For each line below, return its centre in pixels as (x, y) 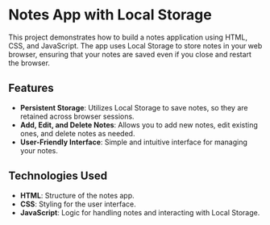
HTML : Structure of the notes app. (77, 195)
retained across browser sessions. (77, 116)
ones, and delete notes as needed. (77, 133)
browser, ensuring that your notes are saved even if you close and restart (130, 54)
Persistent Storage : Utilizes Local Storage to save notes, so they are (134, 107)
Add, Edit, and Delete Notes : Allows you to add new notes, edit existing (139, 125)
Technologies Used (58, 176)
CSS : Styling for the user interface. (78, 204)
